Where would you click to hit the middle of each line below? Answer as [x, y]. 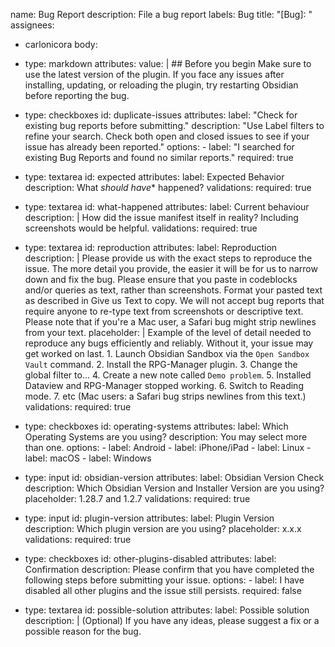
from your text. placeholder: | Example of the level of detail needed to [168, 332]
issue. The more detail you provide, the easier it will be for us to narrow [171, 268]
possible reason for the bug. [83, 631]
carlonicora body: [61, 44]
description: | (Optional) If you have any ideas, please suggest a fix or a [172, 620]
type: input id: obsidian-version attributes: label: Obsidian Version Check [174, 477]
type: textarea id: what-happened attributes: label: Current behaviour [167, 207]
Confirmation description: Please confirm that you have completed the [169, 569]
